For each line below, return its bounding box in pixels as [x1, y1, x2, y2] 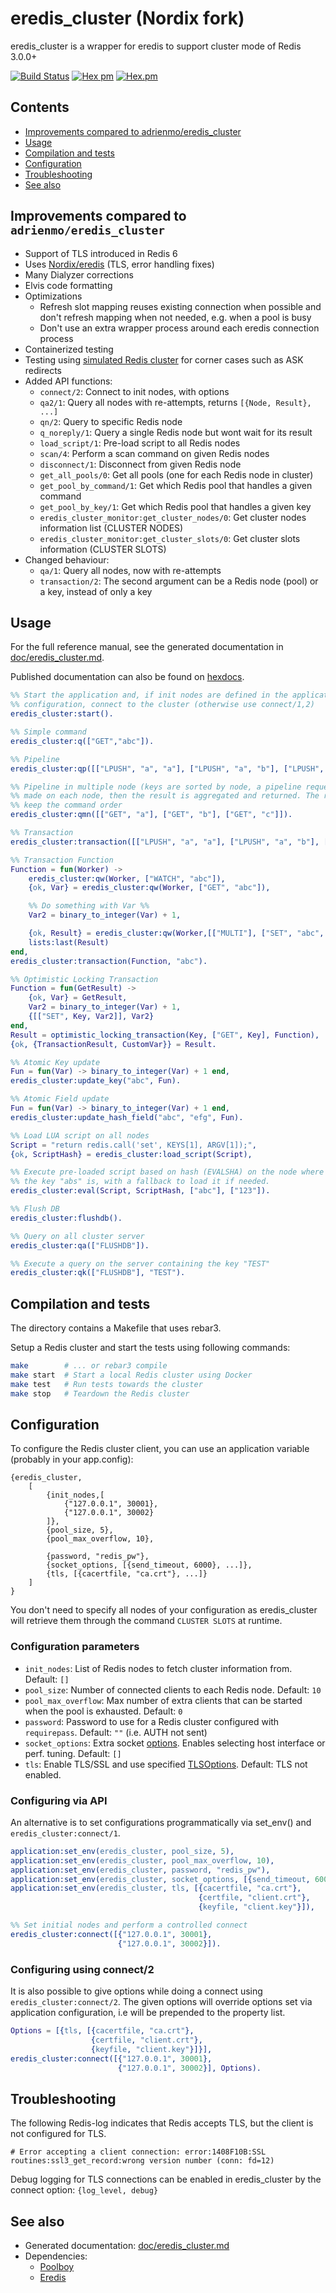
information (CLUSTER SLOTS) [39, 543, 167, 555]
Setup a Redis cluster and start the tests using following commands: [10, 1342, 291, 1354]
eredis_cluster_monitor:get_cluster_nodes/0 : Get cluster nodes [39, 511, 307, 523]
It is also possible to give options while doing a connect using [10, 1985, 263, 1997]
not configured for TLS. [10, 2128, 107, 2140]
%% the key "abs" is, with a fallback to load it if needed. [10, 1177, 271, 1187]
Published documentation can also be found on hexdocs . [10, 671, 245, 683]
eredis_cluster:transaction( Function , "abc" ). [10, 956, 208, 966]
